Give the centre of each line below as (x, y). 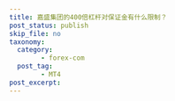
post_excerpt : (35, 83)
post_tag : (35, 67)
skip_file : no (35, 33)
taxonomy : (27, 42)
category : (35, 50)
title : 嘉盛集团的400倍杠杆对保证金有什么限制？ (88, 17)
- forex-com (63, 58)
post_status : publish (49, 25)
